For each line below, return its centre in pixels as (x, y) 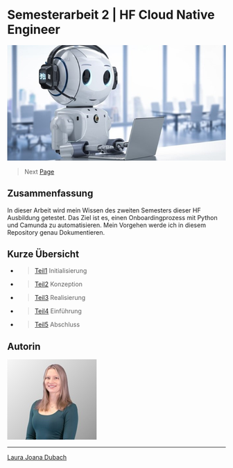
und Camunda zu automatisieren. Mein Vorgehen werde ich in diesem (107, 225)
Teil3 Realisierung (60, 298)
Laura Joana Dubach (37, 458)
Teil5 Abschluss (57, 325)
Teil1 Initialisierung (61, 271)
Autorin (24, 346)
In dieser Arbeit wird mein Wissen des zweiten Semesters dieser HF (104, 210)
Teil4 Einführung (58, 311)
